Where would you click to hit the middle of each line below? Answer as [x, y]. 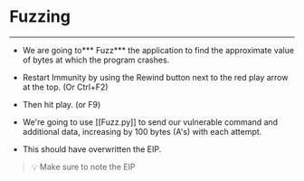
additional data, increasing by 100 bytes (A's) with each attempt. [142, 131]
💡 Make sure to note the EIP [83, 167]
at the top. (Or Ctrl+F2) [65, 87]
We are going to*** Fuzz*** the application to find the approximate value [158, 50]
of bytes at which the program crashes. [96, 60]
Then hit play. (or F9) [62, 104]
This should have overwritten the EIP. [92, 149]
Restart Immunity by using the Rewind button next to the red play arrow [155, 77]
